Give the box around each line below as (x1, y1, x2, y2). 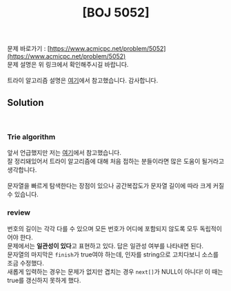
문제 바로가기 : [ (7, 45, 50, 53)
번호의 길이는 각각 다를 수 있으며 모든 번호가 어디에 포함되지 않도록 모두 (7, 224, 199, 233)
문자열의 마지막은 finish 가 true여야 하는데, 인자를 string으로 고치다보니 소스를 (7, 250, 219, 259)
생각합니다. (7, 166, 37, 174)
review (7, 208, 31, 217)
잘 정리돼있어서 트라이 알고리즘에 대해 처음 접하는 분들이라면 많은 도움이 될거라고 (7, 157, 225, 166)
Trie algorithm (7, 132, 56, 142)
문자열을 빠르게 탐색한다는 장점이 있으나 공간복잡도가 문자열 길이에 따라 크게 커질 (7, 182, 225, 190)
